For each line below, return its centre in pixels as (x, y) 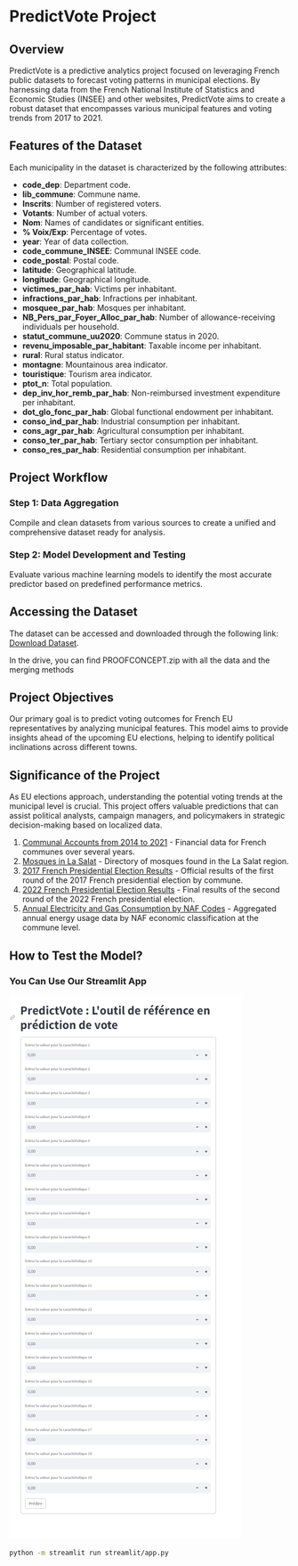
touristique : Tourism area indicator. (87, 374)
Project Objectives (61, 697)
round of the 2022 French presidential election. (109, 899)
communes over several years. (78, 852)
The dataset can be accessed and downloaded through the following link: (144, 633)
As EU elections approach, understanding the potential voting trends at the (146, 797)
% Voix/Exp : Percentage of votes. (85, 232)
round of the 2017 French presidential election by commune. (133, 880)
